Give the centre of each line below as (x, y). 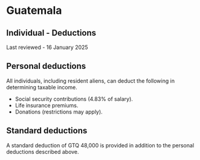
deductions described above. (43, 152)
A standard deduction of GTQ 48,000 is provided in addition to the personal (100, 145)
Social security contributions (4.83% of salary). (74, 99)
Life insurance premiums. (47, 105)
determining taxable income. (42, 87)
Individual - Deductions (51, 33)
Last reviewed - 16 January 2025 (47, 47)
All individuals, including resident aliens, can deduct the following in (91, 81)
